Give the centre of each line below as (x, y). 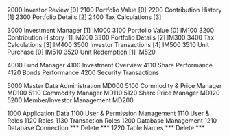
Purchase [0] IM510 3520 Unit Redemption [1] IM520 (81, 52)
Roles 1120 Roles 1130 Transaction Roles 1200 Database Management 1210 (112, 121)
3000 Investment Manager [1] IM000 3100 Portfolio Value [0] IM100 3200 (111, 30)
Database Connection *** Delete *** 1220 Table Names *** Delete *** (106, 128)
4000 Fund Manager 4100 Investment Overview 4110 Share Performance (110, 65)
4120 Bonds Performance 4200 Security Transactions (83, 72)
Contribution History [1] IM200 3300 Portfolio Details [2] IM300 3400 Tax (111, 37)
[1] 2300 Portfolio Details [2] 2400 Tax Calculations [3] (84, 17)
